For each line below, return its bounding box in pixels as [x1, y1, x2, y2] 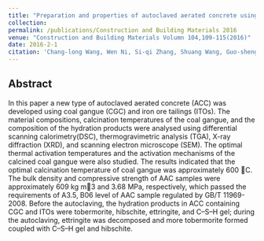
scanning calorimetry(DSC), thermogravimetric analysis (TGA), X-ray [8, 132, 231, 141]
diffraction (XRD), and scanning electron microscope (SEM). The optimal [8, 139, 243, 150]
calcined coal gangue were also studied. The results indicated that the [8, 157, 236, 166]
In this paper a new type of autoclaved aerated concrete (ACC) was [8, 98, 226, 107]
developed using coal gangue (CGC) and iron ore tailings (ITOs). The [8, 106, 230, 116]
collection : [8, 19, 47, 27]
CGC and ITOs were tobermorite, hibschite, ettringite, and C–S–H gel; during [8, 206, 255, 217]
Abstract [8, 77, 53, 91]
